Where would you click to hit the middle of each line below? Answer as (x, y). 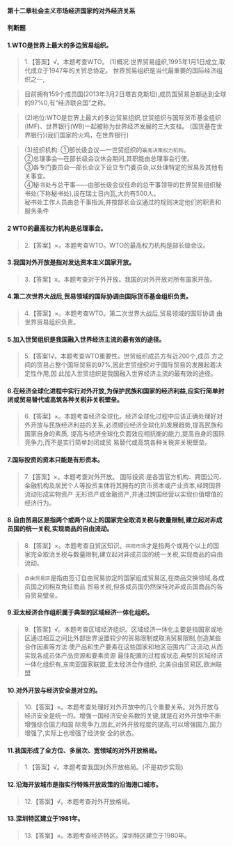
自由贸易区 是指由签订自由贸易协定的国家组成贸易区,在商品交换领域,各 (121, 577)
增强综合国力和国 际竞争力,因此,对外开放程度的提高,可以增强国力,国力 (123, 725)
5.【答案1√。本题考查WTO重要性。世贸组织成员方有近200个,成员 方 (121, 356)
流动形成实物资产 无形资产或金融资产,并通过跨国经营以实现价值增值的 (123, 494)
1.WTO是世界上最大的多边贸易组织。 (60, 45)
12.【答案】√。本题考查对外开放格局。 (79, 801)
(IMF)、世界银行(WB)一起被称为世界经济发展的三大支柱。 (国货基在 (120, 126)
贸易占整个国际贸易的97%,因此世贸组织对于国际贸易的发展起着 (126, 365)
